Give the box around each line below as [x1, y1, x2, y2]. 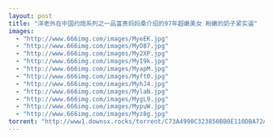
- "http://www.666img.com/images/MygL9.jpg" [15, 95, 169, 103]
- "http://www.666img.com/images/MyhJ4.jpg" [15, 80, 169, 88]
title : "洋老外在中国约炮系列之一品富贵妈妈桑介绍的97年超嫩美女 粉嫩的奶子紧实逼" [8, 19, 258, 28]
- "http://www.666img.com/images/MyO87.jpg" [15, 42, 169, 50]
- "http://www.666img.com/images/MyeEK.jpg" [15, 34, 169, 43]
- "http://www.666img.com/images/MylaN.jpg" [15, 87, 169, 96]
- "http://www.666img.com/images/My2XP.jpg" [15, 50, 169, 58]
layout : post [8, 11, 53, 20]
